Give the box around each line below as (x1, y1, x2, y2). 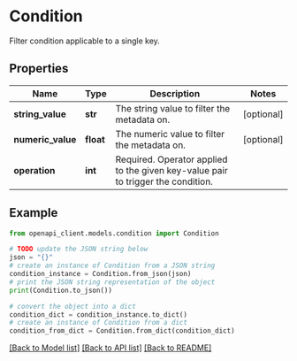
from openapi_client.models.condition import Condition (9, 228, 219, 238)
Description (149, 87, 201, 99)
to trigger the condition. (115, 175, 214, 188)
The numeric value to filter (115, 127, 225, 140)
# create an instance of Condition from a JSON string (9, 261, 216, 271)
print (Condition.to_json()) (9, 286, 113, 295)
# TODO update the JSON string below (9, 245, 148, 254)
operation (13, 164, 56, 176)
